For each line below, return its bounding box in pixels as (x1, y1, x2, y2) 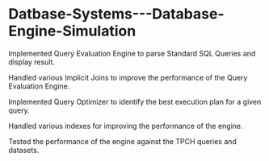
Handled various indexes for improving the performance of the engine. (8, 121, 244, 130)
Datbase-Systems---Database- (8, 5, 225, 23)
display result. (8, 57, 55, 67)
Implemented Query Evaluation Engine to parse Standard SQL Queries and (8, 48, 256, 58)
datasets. (8, 145, 40, 155)
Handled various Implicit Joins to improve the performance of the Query (8, 72, 248, 82)
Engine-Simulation (8, 22, 137, 40)
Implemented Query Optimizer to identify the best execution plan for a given (8, 97, 262, 106)
